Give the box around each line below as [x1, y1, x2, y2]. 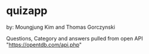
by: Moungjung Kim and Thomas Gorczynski [6, 23, 115, 31]
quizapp [6, 4, 48, 18]
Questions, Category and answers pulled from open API [6, 35, 143, 42]
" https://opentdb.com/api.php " [6, 41, 82, 48]
